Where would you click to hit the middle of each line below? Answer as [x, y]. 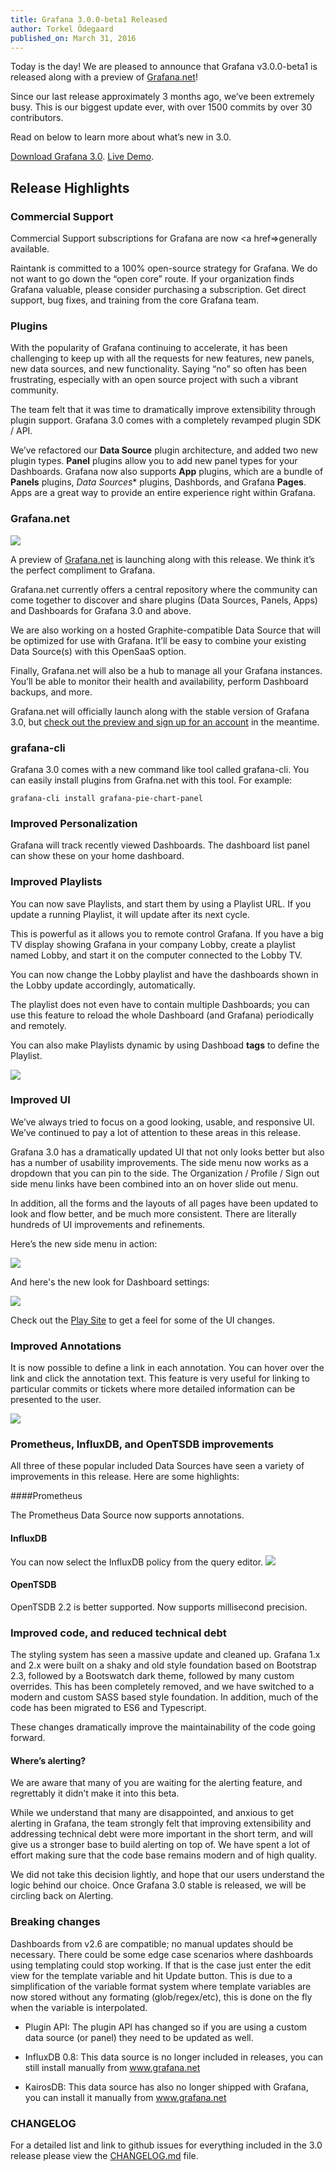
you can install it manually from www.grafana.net [125, 2097]
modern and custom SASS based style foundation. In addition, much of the [164, 1697]
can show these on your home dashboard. [97, 856]
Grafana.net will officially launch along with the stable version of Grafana [160, 711]
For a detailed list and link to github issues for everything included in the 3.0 [166, 2145]
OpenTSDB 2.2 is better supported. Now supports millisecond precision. [159, 1607]
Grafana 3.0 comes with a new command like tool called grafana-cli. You [160, 769]
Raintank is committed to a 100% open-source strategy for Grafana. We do [164, 268]
